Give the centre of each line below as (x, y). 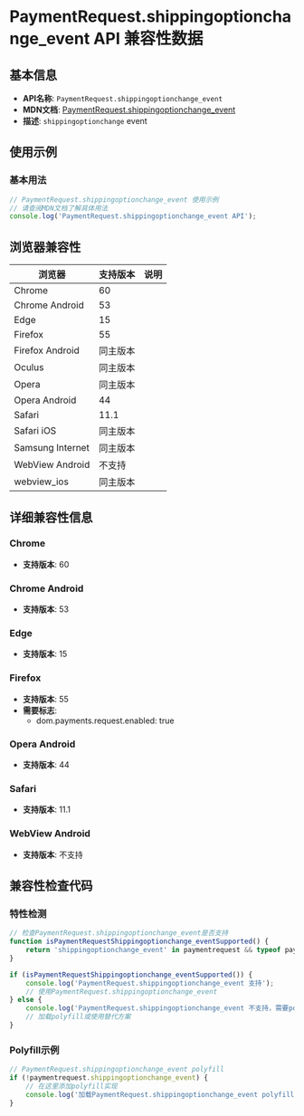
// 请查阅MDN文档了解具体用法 (59, 208)
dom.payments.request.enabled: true (105, 720)
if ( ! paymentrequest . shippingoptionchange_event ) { (109, 1078)
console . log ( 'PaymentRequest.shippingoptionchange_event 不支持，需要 (157, 1008)
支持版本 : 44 (46, 765)
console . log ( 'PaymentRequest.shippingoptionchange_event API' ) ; (133, 216)
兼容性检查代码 (51, 886)
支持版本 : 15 (45, 654)
